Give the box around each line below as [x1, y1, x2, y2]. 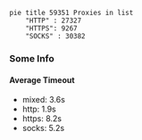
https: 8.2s [21, 113, 63, 124]
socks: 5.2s [21, 123, 65, 134]
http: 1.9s [21, 103, 56, 115]
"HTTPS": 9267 [25, 24, 78, 33]
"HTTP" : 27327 [25, 16, 82, 25]
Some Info [9, 52, 55, 64]
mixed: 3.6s [21, 95, 65, 105]
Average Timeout [9, 74, 75, 85]
